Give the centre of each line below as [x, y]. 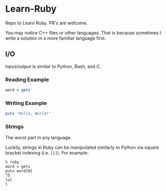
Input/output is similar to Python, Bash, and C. [53, 66]
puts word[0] [19, 171]
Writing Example [26, 103]
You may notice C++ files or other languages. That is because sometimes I [83, 33]
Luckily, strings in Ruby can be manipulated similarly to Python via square [82, 147]
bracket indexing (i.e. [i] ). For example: [47, 153]
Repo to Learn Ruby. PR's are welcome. [46, 23]
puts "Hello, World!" [28, 114]
